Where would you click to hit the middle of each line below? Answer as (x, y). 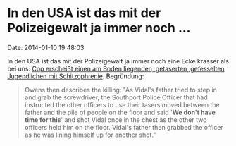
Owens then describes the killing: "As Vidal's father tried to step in (120, 90)
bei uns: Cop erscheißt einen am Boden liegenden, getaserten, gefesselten (116, 68)
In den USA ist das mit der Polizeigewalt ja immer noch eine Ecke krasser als (118, 61)
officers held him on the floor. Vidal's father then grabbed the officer (124, 127)
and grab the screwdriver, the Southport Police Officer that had (116, 97)
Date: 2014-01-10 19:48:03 (46, 47)
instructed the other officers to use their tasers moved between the (122, 104)
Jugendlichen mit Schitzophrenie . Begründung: (76, 76)
